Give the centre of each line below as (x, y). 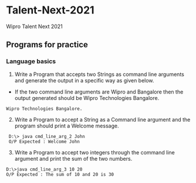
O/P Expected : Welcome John (44, 141)
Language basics (31, 61)
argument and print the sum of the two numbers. (73, 158)
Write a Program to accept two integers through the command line (94, 152)
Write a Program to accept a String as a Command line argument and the (102, 119)
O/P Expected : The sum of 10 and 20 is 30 (60, 174)
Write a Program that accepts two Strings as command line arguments (99, 74)
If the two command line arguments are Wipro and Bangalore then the (99, 92)
